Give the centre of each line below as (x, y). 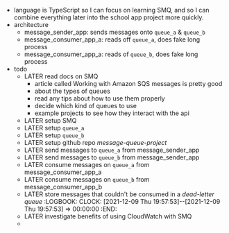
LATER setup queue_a (54, 128)
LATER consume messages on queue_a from (87, 165)
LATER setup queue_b (54, 135)
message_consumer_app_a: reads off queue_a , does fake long (112, 40)
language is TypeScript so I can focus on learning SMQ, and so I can (111, 10)
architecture (31, 25)
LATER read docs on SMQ (61, 76)
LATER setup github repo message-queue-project (95, 143)
